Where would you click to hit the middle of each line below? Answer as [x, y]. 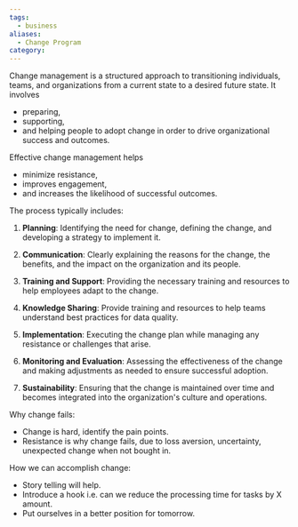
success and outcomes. [66, 140]
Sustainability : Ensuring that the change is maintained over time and [148, 388]
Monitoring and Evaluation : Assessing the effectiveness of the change [152, 362]
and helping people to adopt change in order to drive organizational [145, 131]
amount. [37, 504]
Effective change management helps [77, 157]
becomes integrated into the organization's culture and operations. [145, 397]
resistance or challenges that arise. [86, 344]
